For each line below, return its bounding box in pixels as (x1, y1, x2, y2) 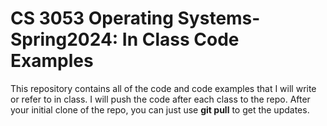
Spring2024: (10, 28, 119, 51)
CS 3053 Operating (10, 7, 174, 30)
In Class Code (121, 28, 240, 51)
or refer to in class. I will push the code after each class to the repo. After (10, 93, 311, 105)
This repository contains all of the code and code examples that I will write (10, 82, 317, 94)
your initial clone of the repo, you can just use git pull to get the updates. (10, 103, 310, 116)
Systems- (177, 7, 261, 30)
